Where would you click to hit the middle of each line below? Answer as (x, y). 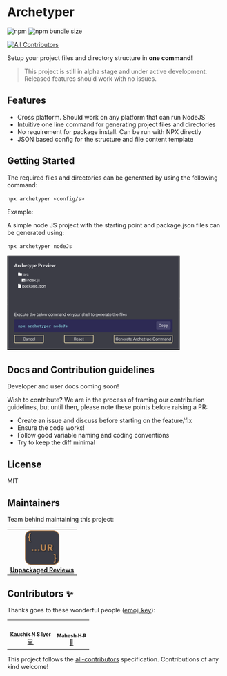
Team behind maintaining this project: (61, 519)
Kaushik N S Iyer (30, 634)
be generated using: (36, 232)
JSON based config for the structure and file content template (105, 139)
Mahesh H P (71, 636)
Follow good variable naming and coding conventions (93, 435)
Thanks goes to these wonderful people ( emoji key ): (81, 610)
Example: (20, 212)
